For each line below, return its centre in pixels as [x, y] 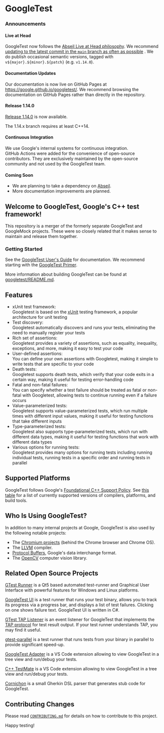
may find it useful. [23, 630]
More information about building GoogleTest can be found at [66, 274]
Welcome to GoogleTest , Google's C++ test [72, 206]
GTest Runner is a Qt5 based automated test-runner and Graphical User [77, 585]
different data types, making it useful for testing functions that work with [85, 437]
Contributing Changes [40, 704]
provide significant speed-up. [35, 645]
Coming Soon [19, 175]
